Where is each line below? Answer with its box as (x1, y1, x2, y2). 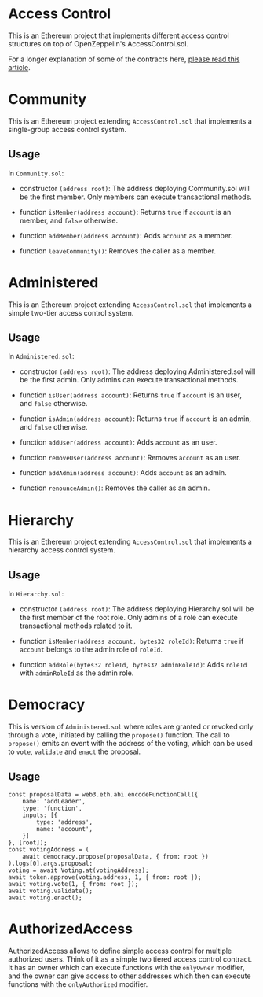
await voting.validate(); (8, 887, 93, 895)
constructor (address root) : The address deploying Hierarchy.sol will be (19, 604, 254, 614)
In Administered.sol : (8, 352, 75, 361)
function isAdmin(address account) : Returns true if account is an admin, (19, 414, 252, 423)
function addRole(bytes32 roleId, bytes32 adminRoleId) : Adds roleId (19, 660, 247, 670)
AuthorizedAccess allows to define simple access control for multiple (8, 946, 232, 955)
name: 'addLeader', (22, 797, 86, 805)
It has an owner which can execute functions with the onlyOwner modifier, (8, 962, 245, 972)
